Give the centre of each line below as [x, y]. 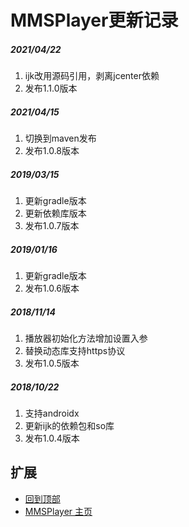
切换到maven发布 [60, 138]
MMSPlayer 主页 [58, 511]
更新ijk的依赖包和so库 [69, 425]
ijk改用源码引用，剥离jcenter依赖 [92, 76]
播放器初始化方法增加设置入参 [86, 338]
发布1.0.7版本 [52, 226]
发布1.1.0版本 [51, 88]
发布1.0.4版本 [52, 438]
